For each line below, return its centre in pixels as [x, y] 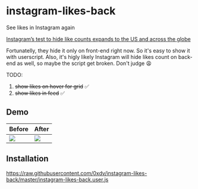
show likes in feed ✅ [40, 93]
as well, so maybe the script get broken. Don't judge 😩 [84, 63]
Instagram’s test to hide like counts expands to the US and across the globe [99, 39]
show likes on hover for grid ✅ [52, 86]
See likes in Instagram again [41, 27]
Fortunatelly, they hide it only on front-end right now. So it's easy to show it [98, 50]
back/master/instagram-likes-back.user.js [57, 179]
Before [19, 129]
